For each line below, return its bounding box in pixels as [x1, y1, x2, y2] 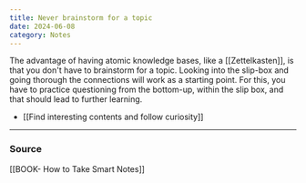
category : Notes [9, 30, 71, 39]
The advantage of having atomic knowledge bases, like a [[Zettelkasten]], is [9, 56, 294, 66]
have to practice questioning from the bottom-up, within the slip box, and [9, 84, 284, 96]
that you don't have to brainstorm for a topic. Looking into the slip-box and [9, 65, 290, 76]
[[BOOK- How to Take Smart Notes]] [9, 163, 146, 174]
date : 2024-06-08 [9, 22, 76, 31]
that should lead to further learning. [9, 94, 143, 105]
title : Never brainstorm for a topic [9, 13, 153, 23]
